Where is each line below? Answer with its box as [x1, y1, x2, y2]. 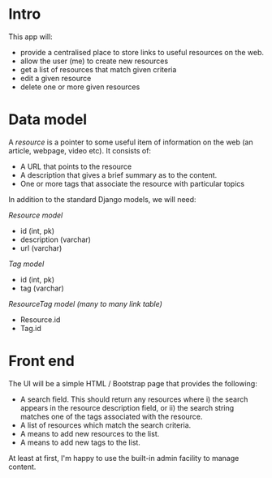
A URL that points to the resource [19, 161, 132, 171]
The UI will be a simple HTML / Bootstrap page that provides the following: [8, 378, 257, 388]
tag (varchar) [19, 283, 65, 293]
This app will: [8, 32, 53, 41]
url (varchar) [19, 243, 63, 252]
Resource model [8, 210, 63, 220]
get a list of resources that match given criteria [19, 64, 177, 74]
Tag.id [19, 323, 42, 333]
